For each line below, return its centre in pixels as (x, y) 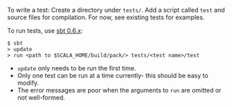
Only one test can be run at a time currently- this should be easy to (113, 76)
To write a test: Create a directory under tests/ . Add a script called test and (116, 10)
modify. (28, 83)
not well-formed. (41, 97)
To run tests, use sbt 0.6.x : (45, 31)
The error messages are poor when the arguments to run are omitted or (119, 90)
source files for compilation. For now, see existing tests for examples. (106, 17)
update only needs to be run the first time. (77, 68)
